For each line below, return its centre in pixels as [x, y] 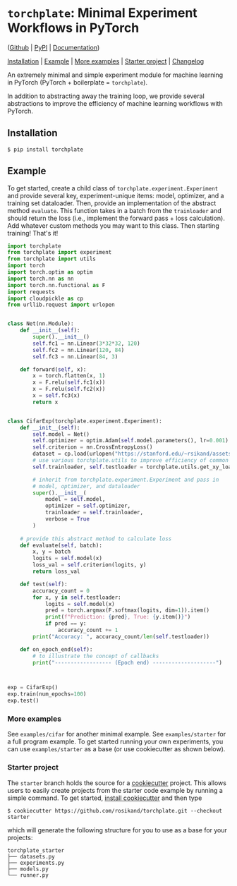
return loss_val [56, 572]
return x [45, 402]
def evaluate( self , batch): [61, 545]
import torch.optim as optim [50, 272]
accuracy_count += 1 [88, 630]
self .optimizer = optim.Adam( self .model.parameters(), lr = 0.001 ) [131, 441]
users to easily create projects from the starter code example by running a [115, 790]
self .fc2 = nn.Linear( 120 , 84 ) [79, 350]
